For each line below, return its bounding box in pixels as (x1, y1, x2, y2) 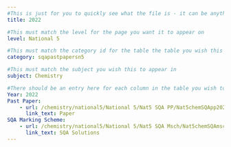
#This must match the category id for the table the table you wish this (7, 47, 223, 55)
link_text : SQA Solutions (25, 129, 100, 136)
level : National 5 (7, 35, 60, 42)
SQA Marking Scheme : (7, 117, 67, 124)
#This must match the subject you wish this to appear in (7, 66, 177, 73)
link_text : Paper (25, 110, 76, 117)
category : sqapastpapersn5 (7, 54, 85, 61)
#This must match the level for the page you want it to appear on (7, 29, 205, 36)
